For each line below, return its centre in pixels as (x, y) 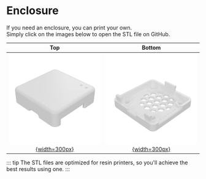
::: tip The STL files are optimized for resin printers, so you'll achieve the (97, 162)
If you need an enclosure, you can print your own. (69, 28)
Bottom (151, 48)
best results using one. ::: (38, 169)
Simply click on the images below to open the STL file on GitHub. (88, 34)
